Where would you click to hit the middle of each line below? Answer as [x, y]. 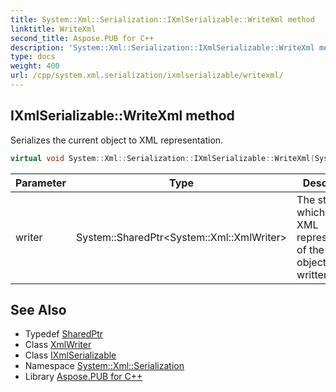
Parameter [41, 183]
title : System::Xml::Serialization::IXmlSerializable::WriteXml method [162, 19]
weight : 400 [35, 66]
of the [310, 249]
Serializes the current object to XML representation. [117, 140]
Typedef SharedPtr [64, 334]
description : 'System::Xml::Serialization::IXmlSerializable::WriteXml [162, 47]
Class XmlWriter [58, 345]
